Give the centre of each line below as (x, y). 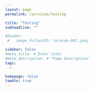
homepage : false (21, 76)
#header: (14, 36)
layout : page (18, 9)
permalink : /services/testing (36, 14)
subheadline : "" (21, 27)
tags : (10, 63)
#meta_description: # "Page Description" (48, 58)
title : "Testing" (23, 23)
